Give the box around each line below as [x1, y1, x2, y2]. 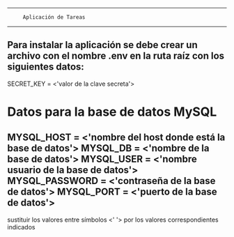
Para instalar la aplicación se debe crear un [7, 39, 198, 51]
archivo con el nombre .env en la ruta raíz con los [7, 50, 225, 62]
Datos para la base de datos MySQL [7, 104, 217, 119]
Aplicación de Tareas [22, 14, 86, 21]
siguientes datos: [7, 61, 85, 73]
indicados [7, 222, 36, 231]
